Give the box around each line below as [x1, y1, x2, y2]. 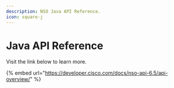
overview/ [6, 76, 30, 83]
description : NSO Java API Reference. [6, 8, 101, 15]
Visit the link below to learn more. [6, 58, 87, 65]
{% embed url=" [6, 69, 46, 76]
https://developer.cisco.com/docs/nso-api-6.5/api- [45, 69, 168, 76]
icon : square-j [6, 14, 43, 20]
